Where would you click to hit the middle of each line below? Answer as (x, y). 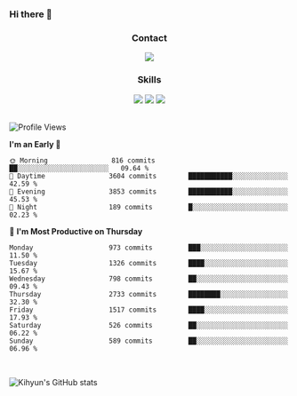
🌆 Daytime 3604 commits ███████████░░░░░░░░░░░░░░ (149, 176)
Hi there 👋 (31, 14)
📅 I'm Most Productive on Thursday (76, 231)
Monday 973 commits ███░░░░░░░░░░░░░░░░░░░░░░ (149, 248)
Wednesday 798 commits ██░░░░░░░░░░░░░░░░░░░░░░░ (149, 279)
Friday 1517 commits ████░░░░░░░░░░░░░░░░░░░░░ (149, 310)
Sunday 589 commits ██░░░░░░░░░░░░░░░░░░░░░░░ (149, 341)
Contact (149, 37)
